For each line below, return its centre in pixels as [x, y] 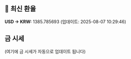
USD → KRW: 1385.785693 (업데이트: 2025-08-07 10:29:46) [65, 22]
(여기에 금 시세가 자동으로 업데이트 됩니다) [45, 51]
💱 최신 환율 [21, 9]
